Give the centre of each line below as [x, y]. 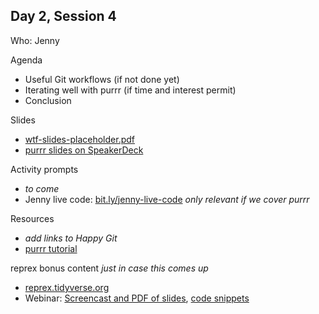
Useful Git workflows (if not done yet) [102, 79]
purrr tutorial [51, 248]
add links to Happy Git [71, 238]
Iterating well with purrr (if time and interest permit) [130, 90]
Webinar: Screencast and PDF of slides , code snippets [137, 298]
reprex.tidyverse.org [67, 287]
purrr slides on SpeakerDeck [84, 150]
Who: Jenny [35, 40]
